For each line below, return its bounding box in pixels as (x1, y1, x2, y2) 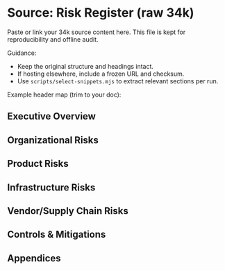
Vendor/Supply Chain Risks (7, 205, 128, 217)
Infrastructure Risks (7, 181, 96, 193)
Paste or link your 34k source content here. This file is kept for (7, 28, 186, 36)
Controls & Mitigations (7, 229, 106, 240)
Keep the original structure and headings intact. (17, 62, 154, 70)
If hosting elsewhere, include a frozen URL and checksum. (17, 69, 185, 78)
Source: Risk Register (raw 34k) (7, 5, 194, 21)
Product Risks (7, 158, 69, 170)
